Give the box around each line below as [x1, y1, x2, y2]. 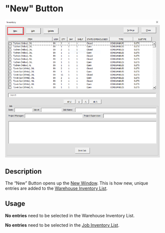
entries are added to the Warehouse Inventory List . [5, 185, 108, 191]
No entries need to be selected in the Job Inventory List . [5, 222, 119, 228]
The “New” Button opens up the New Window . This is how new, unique [5, 180, 148, 186]
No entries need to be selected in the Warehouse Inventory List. [5, 212, 135, 218]
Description [5, 167, 42, 176]
